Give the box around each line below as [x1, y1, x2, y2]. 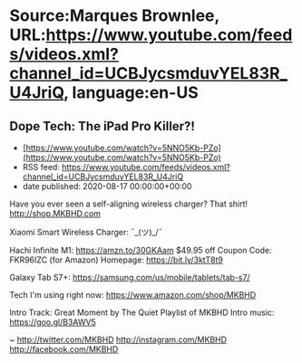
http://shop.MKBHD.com [9, 208, 102, 218]
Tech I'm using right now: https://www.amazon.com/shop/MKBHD [9, 290, 257, 300]
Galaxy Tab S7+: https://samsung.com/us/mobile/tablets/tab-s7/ [9, 272, 251, 282]
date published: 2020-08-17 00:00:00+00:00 [22, 181, 192, 191]
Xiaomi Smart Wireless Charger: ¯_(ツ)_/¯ [9, 227, 163, 237]
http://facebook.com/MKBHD [9, 344, 119, 354]
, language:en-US [63, 82, 199, 103]
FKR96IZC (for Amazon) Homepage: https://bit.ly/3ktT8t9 [9, 254, 224, 265]
